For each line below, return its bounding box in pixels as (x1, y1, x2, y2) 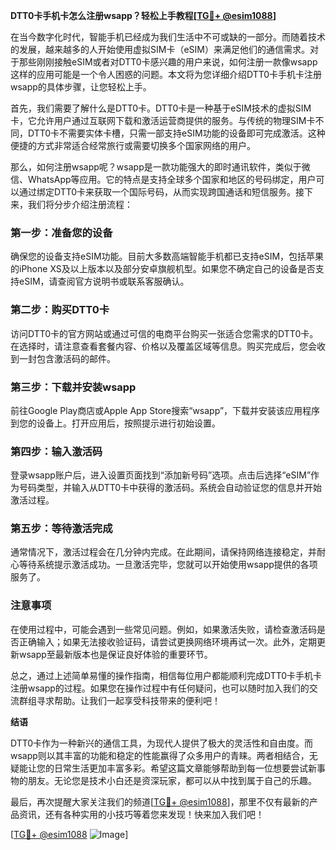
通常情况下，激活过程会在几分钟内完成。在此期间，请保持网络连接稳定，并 (10, 546, 317, 558)
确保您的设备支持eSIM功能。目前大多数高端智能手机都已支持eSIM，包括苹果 (10, 250, 325, 263)
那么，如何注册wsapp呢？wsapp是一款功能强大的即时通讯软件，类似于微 (10, 161, 311, 173)
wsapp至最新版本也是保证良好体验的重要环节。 (18, 648, 213, 660)
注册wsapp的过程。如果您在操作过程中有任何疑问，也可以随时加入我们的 (10, 682, 310, 694)
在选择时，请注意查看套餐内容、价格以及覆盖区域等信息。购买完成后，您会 (10, 340, 317, 352)
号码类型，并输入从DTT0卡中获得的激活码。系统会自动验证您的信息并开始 (18, 482, 323, 494)
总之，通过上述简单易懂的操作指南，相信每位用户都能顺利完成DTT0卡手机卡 (10, 669, 323, 681)
